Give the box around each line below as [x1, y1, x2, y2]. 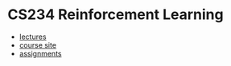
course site [19, 40, 57, 49]
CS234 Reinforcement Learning [7, 6, 224, 24]
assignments [19, 49, 62, 58]
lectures [19, 32, 47, 41]
